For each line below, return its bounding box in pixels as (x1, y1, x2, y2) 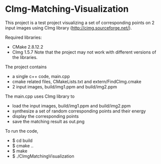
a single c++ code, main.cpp (12, 73, 70, 79)
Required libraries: (5, 34, 42, 40)
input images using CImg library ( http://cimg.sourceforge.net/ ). (5, 25, 132, 30)
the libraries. (12, 54, 38, 60)
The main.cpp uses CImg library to (5, 93, 75, 99)
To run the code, (5, 128, 39, 134)
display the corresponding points (12, 113, 79, 119)
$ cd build (12, 137, 33, 143)
